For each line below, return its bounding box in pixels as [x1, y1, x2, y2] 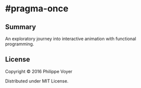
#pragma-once [5, 3, 69, 14]
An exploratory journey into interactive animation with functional [5, 36, 137, 42]
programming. [5, 41, 34, 47]
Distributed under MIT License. [5, 78, 69, 84]
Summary [5, 23, 36, 31]
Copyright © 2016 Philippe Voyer [5, 68, 73, 74]
